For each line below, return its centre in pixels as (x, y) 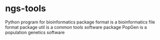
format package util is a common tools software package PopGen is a (76, 27)
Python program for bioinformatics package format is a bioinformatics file (80, 22)
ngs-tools (26, 9)
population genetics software (35, 32)
